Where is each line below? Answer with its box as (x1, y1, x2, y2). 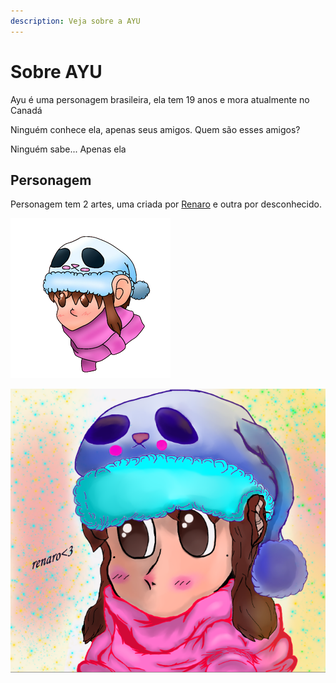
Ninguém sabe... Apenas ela (10, 143, 127, 155)
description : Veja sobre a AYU (10, 16, 141, 26)
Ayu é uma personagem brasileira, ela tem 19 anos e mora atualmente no (10, 93, 310, 105)
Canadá (10, 104, 43, 116)
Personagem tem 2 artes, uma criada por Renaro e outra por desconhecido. (10, 198, 323, 210)
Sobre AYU (10, 60, 103, 83)
